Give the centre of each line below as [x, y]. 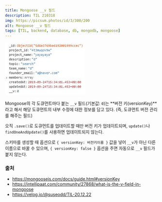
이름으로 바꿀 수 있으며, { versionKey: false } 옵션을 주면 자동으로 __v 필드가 [80, 149]
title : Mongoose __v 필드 [30, 10]
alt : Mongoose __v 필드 [28, 26]
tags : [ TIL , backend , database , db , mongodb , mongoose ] [63, 31]
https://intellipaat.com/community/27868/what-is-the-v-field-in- [76, 184]
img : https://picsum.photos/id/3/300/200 [48, 20]
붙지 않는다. [16, 154]
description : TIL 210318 [30, 15]
